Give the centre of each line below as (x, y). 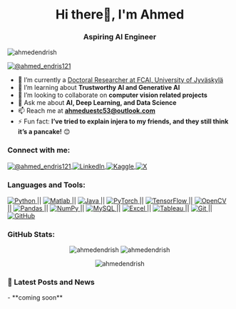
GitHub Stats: (31, 234)
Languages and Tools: (46, 185)
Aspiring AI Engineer (120, 37)
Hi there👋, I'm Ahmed (120, 15)
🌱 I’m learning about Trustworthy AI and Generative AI (99, 88)
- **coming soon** (35, 298)
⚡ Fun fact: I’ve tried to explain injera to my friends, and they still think (123, 121)
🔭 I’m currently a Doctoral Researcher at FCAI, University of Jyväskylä (120, 80)
